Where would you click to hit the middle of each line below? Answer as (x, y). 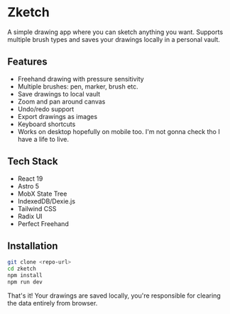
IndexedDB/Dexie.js (46, 201)
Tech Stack (33, 161)
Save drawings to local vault (59, 94)
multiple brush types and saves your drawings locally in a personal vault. (114, 39)
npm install (25, 276)
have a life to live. (43, 139)
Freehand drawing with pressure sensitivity (81, 79)
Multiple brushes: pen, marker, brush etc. (78, 86)
